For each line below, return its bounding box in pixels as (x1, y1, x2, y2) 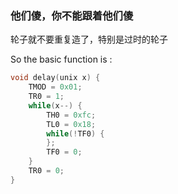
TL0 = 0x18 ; (46, 119, 97, 129)
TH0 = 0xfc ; (46, 110, 97, 120)
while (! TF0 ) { (46, 128, 105, 139)
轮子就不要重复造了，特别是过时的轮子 (10, 33, 168, 46)
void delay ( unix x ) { (10, 73, 101, 83)
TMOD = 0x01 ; (28, 82, 83, 92)
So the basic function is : (10, 53, 113, 66)
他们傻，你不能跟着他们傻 (10, 8, 134, 22)
